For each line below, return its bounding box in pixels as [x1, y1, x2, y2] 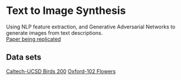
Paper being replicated [6, 35, 62, 42]
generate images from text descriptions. [6, 29, 103, 36]
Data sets [6, 52, 42, 62]
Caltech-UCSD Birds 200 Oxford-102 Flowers [6, 68, 116, 75]
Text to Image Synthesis [6, 4, 126, 17]
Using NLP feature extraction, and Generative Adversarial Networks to [6, 23, 176, 30]
